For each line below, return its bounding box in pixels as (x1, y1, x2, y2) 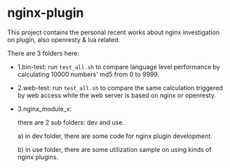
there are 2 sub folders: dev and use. (17, 118, 125, 127)
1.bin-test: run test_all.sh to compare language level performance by (17, 62, 221, 71)
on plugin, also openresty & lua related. (7, 35, 121, 43)
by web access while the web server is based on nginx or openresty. (17, 91, 216, 99)
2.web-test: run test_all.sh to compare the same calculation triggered (17, 83, 223, 92)
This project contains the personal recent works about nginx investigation (7, 28, 220, 36)
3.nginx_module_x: (17, 104, 72, 113)
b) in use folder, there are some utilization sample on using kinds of (17, 145, 212, 153)
